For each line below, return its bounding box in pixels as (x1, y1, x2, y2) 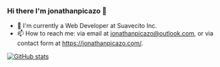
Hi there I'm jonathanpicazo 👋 (7, 6, 107, 16)
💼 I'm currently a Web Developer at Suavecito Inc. (16, 22, 157, 30)
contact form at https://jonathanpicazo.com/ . (16, 39, 143, 47)
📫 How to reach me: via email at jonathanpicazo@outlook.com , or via (16, 29, 214, 38)
